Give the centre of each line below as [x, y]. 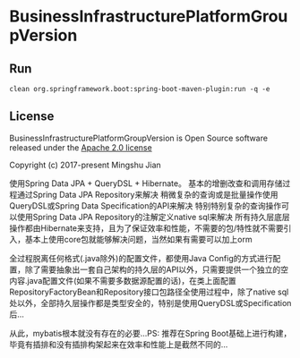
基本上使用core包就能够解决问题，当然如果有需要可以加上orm [138, 239]
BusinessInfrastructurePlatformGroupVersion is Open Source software [139, 138]
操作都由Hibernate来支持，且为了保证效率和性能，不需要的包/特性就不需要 [146, 228]
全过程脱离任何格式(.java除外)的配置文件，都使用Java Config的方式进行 [141, 258]
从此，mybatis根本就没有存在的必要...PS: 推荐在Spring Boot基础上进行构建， [150, 333]
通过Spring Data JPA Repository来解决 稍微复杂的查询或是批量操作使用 [147, 194]
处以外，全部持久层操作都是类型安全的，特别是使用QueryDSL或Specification [150, 303]
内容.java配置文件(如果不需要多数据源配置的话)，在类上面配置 [123, 280]
